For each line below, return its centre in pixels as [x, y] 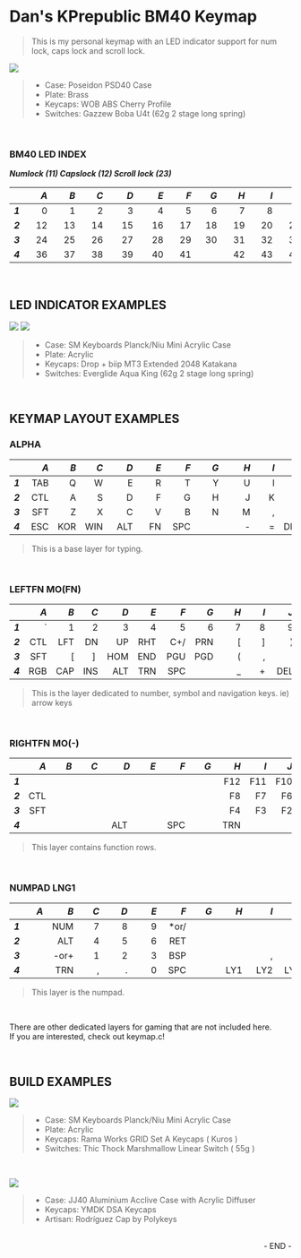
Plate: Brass [67, 94]
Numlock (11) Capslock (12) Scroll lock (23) [90, 174]
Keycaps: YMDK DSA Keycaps [100, 1210]
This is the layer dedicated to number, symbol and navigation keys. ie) [160, 694]
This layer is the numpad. [78, 992]
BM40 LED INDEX [48, 154]
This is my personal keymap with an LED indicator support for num [154, 41]
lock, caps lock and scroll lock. [88, 50]
